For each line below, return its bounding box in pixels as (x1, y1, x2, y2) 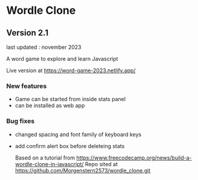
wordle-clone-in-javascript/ (14, 160, 84, 167)
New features (6, 82, 47, 90)
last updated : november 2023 (6, 43, 81, 51)
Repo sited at (85, 160, 118, 167)
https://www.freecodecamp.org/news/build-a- (76, 154, 192, 161)
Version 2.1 (6, 28, 49, 38)
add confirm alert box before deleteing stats (14, 142, 125, 149)
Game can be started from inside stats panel (14, 96, 126, 103)
